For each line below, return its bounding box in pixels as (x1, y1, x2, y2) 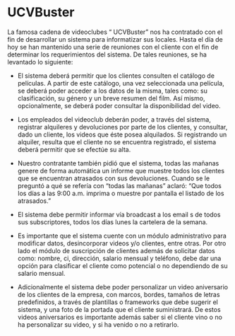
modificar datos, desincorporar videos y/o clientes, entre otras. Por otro (17, 238, 227, 248)
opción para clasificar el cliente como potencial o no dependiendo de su (17, 261, 228, 270)
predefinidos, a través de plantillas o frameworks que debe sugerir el (17, 298, 219, 306)
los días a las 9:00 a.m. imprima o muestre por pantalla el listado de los (17, 189, 224, 197)
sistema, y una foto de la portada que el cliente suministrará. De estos (17, 305, 221, 313)
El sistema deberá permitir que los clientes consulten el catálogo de (17, 71, 215, 80)
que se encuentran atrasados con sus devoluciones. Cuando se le (17, 174, 210, 183)
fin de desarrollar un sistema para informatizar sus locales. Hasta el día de (7, 35, 224, 43)
